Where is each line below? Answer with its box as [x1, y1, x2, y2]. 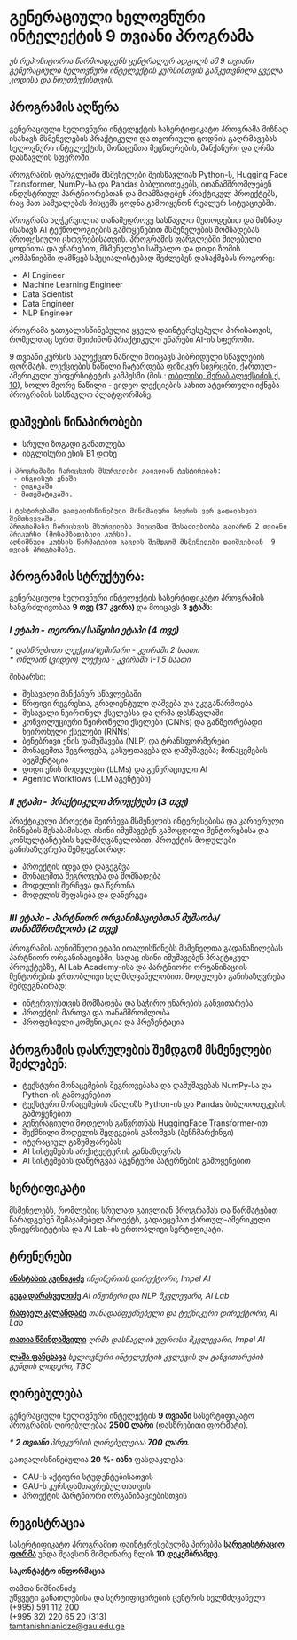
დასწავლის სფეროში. [9, 152, 91, 163]
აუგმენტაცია [21, 754, 69, 765]
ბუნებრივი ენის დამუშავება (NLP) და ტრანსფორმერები [21, 736, 230, 746]
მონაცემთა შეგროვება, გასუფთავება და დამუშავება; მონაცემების [21, 744, 268, 755]
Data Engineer [21, 298, 74, 308]
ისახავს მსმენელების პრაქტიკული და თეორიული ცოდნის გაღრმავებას [9, 132, 277, 144]
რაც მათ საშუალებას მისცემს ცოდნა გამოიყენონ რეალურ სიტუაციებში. [9, 197, 277, 208]
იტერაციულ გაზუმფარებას [21, 1136, 122, 1148]
